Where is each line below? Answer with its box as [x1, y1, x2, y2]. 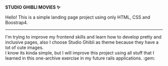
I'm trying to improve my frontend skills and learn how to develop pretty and [5, 34, 161, 39]
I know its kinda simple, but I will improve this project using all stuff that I [5, 50, 154, 55]
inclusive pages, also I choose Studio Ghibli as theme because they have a [5, 39, 159, 45]
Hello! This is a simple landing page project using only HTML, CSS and [5, 14, 150, 20]
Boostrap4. [5, 19, 28, 25]
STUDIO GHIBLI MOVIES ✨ [5, 4, 61, 10]
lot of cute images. [5, 44, 44, 50]
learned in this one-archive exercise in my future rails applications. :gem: [5, 55, 155, 61]
